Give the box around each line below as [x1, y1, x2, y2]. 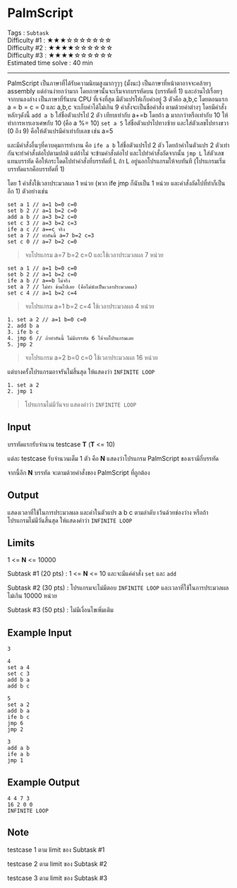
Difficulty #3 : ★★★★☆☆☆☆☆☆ [7, 51, 113, 59]
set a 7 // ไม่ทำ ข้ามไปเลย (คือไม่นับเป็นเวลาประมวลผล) [7, 283, 138, 290]
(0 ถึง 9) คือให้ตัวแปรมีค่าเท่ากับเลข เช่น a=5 [7, 126, 114, 135]
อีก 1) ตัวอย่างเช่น [7, 186, 48, 195]
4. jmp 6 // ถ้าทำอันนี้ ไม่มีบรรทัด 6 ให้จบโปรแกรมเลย [7, 334, 134, 341]
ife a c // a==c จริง [7, 225, 66, 233]
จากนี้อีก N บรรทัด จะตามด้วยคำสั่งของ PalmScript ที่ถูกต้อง [7, 468, 150, 477]
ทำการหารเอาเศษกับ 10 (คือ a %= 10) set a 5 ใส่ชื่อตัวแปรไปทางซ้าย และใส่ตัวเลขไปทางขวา [7, 118, 229, 127]
